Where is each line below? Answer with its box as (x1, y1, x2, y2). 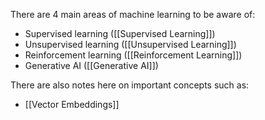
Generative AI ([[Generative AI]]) (24, 60, 159, 71)
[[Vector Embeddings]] (24, 99, 120, 110)
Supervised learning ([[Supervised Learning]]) (24, 28, 216, 39)
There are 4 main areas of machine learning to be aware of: (10, 9, 256, 20)
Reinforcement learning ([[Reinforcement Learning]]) (24, 49, 243, 61)
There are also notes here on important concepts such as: (10, 79, 250, 91)
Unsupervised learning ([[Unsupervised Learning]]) (24, 39, 237, 50)
